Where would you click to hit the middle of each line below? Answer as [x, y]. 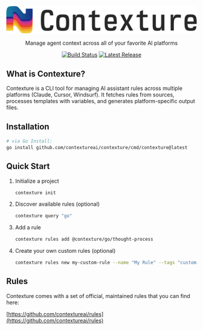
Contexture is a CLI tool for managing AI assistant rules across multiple [95, 88]
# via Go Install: [29, 141]
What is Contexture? [46, 74]
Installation [28, 126]
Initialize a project [37, 181]
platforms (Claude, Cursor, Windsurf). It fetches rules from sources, [90, 95]
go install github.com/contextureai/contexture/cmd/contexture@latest [97, 147]
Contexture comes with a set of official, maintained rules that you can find [98, 296]
